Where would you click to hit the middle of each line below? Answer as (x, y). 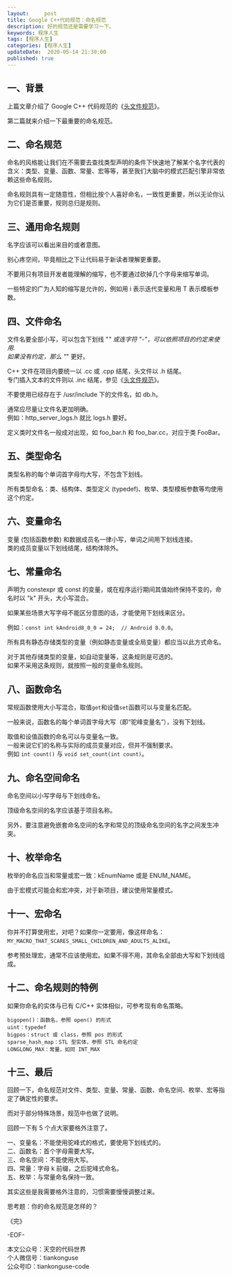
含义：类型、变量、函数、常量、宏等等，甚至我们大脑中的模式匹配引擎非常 (113, 171)
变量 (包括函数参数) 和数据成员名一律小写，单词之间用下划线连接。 (102, 539)
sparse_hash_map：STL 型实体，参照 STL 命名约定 (72, 1042)
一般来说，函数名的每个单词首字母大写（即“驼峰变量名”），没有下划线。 (108, 722)
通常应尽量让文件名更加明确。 (49, 409)
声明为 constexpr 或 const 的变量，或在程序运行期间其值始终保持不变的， (112, 589)
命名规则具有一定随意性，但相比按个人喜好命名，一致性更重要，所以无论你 (113, 195)
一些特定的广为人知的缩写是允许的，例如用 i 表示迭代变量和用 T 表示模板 (110, 289)
